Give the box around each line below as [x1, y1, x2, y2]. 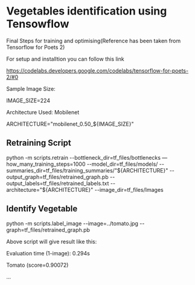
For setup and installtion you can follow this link [6, 55, 125, 62]
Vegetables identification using [6, 4, 167, 18]
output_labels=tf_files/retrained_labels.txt [6, 180, 109, 187]
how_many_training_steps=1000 [6, 160, 86, 168]
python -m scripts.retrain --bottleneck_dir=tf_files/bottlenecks [6, 154, 161, 161]
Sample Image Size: [6, 85, 56, 92]
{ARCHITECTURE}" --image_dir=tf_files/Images [45, 186, 164, 193]
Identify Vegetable [6, 204, 78, 214]
